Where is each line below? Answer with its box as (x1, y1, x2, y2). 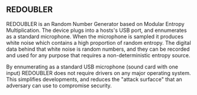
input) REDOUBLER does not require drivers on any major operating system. (6, 69, 191, 76)
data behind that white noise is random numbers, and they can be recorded (6, 45, 190, 53)
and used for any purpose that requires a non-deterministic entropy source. (6, 51, 190, 58)
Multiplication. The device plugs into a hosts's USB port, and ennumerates (6, 27, 188, 34)
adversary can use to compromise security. (6, 82, 112, 89)
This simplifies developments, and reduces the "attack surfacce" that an (6, 76, 182, 83)
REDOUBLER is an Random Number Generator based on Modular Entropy (6, 20, 185, 27)
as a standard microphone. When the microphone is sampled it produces (6, 32, 184, 40)
